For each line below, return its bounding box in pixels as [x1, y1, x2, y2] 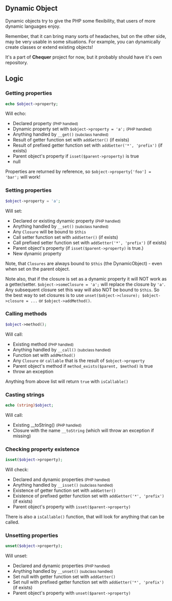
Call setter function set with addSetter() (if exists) [12, 234, 119, 240]
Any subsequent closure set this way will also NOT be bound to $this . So [5, 287, 160, 293]
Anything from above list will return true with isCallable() [5, 378, 129, 384]
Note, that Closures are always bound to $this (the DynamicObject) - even [5, 260, 162, 266]
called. [5, 519, 19, 525]
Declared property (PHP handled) [12, 121, 78, 127]
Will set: [5, 208, 23, 214]
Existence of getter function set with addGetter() [12, 487, 116, 494]
